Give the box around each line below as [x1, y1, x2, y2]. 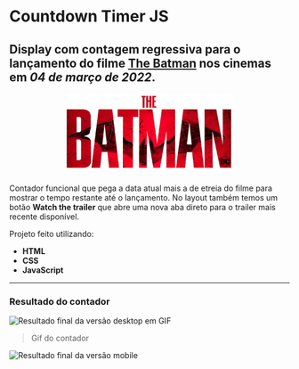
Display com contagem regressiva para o [9, 42, 241, 57]
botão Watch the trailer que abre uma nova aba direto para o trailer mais [9, 201, 276, 212]
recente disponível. [9, 211, 80, 222]
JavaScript [21, 265, 64, 275]
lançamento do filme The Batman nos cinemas [9, 55, 271, 70]
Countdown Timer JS [9, 6, 169, 27]
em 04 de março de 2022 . [9, 70, 156, 85]
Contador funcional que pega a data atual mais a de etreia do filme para [9, 183, 273, 193]
